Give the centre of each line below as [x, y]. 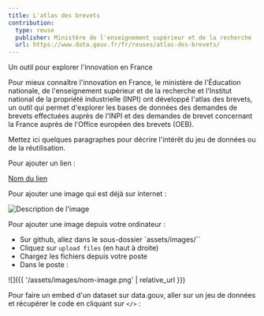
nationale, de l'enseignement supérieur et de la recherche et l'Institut [120, 91]
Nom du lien [28, 179]
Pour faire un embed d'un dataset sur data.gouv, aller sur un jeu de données [132, 296]
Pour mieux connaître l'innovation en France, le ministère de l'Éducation [125, 83]
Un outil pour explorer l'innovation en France [80, 67]
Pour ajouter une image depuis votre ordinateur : [87, 225]
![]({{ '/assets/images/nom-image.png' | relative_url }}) [97, 280]
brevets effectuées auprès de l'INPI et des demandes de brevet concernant [130, 116]
